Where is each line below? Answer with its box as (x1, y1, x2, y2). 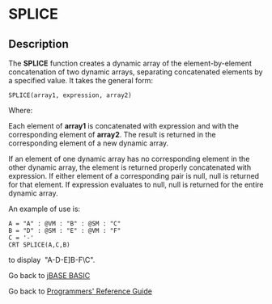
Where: (8, 106, 33, 115)
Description (8, 37, 69, 51)
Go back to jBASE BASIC (8, 271, 91, 280)
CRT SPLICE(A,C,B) (8, 241, 70, 249)
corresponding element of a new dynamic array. (8, 138, 169, 148)
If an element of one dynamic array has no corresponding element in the (8, 154, 250, 163)
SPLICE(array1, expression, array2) (8, 91, 132, 99)
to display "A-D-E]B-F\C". (8, 255, 96, 264)
